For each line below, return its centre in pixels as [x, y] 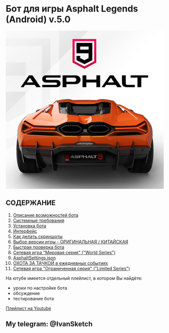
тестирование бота [33, 298]
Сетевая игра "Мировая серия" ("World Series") [64, 252]
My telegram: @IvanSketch [49, 324]
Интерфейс [25, 231]
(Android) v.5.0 [38, 19]
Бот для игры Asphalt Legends [72, 9]
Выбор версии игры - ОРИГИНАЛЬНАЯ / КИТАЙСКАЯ [70, 242]
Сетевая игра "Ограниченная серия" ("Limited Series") [71, 268]
